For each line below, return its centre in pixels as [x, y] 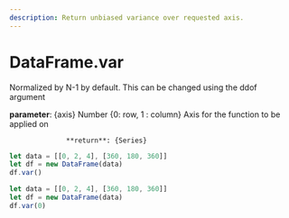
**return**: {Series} [107, 141]
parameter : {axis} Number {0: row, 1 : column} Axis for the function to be [145, 114]
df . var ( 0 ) [28, 205]
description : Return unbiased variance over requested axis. [127, 18]
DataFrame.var [67, 62]
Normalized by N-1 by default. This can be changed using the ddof [133, 87]
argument [28, 96]
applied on [29, 123]
